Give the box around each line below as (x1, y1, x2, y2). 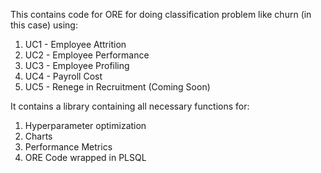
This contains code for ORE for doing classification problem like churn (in (10, 9, 312, 20)
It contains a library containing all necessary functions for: (10, 100, 250, 112)
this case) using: (10, 19, 78, 31)
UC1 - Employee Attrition (24, 39, 127, 50)
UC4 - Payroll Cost (24, 70, 103, 82)
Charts (24, 130, 53, 142)
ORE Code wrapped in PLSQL (24, 152, 147, 163)
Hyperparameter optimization (24, 120, 147, 131)
